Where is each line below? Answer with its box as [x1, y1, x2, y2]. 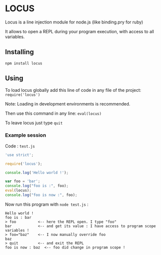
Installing [5, 48, 34, 56]
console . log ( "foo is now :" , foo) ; [5, 192, 78, 198]
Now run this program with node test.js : [5, 201, 89, 207]
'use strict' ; [5, 152, 34, 157]
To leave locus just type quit [5, 120, 63, 126]
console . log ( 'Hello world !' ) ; [5, 170, 69, 175]
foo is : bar [5, 215, 32, 220]
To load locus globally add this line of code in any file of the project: [5, 87, 141, 93]
